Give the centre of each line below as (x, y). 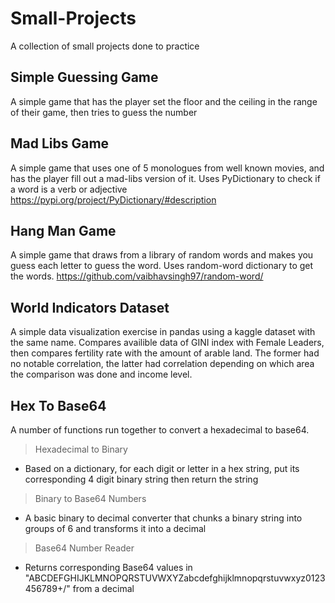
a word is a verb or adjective (69, 189)
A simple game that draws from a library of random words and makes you (162, 255)
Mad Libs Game (60, 143)
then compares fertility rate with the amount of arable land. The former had (165, 353)
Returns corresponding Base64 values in (108, 567)
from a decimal (103, 588)
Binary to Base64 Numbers (90, 498)
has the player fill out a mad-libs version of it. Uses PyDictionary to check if (165, 178)
